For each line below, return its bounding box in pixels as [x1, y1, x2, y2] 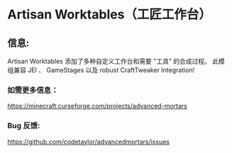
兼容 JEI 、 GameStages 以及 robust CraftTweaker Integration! [13, 66, 195, 74]
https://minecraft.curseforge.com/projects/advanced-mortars [7, 102, 188, 110]
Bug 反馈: [7, 121, 40, 131]
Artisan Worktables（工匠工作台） [7, 6, 211, 23]
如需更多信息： [7, 85, 59, 95]
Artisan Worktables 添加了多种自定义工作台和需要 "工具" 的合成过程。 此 [7, 57, 219, 65]
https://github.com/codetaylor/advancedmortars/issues [7, 137, 170, 146]
